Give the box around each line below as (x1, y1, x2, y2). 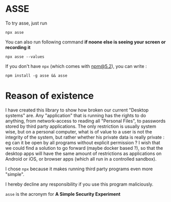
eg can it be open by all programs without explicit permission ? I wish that (5, 139, 160, 146)
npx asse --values (5, 54, 45, 59)
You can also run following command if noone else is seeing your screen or (5, 39, 166, 45)
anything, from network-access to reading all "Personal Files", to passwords (5, 118, 166, 124)
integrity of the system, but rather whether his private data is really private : (5, 134, 165, 140)
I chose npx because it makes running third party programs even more (5, 166, 153, 172)
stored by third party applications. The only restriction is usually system (5, 123, 156, 129)
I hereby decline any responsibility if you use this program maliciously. (5, 181, 154, 187)
